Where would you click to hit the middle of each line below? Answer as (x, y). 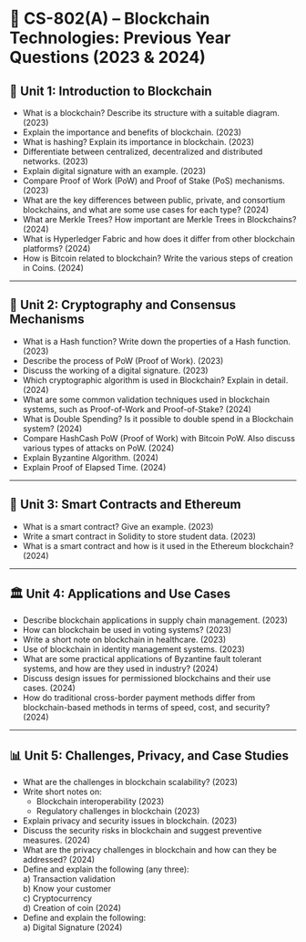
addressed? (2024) (59, 860)
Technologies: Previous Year (120, 38)
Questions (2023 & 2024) (108, 57)
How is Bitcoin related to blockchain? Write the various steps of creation (158, 258)
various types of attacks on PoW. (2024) (98, 448)
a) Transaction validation (69, 879)
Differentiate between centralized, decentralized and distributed (143, 151)
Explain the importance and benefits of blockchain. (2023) (132, 132)
